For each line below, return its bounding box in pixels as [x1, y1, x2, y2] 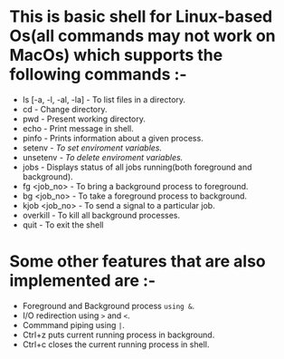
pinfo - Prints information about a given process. [22, 132, 204, 143]
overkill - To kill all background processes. [22, 209, 181, 220]
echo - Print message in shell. [22, 122, 134, 133]
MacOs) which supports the [9, 45, 223, 65]
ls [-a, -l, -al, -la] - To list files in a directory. [22, 93, 186, 105]
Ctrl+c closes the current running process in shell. [22, 338, 210, 350]
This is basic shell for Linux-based [9, 6, 273, 27]
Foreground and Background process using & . [22, 300, 195, 311]
